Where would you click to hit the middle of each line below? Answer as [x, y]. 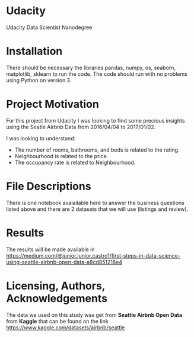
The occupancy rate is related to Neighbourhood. [75, 162]
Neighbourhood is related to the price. [61, 156]
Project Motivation [53, 104]
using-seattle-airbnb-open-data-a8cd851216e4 [64, 262]
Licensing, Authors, [56, 286]
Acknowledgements [57, 298]
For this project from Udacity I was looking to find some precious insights [96, 120]
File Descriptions [49, 186]
